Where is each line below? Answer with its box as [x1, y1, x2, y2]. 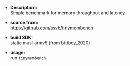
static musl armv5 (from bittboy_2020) [10, 40, 90, 46]
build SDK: [10, 35, 34, 40]
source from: [10, 20, 39, 25]
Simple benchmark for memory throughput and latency [10, 10, 125, 16]
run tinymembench [10, 55, 46, 61]
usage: [10, 50, 25, 55]
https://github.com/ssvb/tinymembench [10, 25, 93, 31]
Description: [10, 5, 37, 10]
